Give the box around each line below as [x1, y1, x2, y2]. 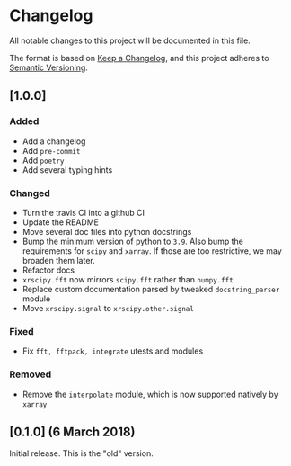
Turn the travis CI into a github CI [22, 207, 145, 218]
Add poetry [22, 155, 65, 166]
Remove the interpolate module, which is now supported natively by [22, 389, 278, 399]
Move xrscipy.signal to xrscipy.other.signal [22, 302, 195, 313]
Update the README [22, 217, 99, 228]
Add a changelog [22, 136, 86, 147]
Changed [9, 186, 51, 199]
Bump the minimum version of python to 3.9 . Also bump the [22, 236, 244, 246]
